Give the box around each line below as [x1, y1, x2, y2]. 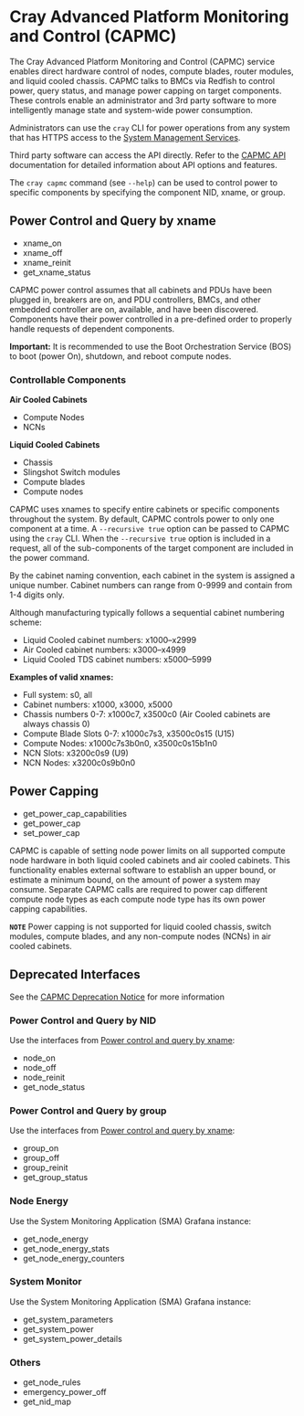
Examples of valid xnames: [9, 671, 114, 682]
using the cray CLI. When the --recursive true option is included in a [9, 533, 271, 544]
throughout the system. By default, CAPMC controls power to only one [9, 513, 275, 524]
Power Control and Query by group [9, 1104, 167, 1116]
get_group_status [22, 1172, 89, 1183]
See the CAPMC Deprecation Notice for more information [9, 991, 225, 1002]
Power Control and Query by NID [9, 1014, 157, 1027]
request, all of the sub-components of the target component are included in [9, 543, 294, 554]
